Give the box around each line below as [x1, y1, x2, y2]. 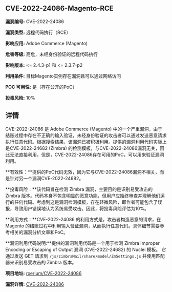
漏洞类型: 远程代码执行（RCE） [5, 29, 71, 35]
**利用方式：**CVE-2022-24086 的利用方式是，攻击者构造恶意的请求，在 [5, 216, 161, 222]
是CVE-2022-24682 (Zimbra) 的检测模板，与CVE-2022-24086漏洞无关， [5, 145, 160, 151]
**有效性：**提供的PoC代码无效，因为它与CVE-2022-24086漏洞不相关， [5, 169, 160, 175]
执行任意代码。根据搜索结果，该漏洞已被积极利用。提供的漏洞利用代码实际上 [5, 139, 167, 145]
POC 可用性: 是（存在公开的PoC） [5, 84, 77, 90]
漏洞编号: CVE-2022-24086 [5, 18, 64, 25]
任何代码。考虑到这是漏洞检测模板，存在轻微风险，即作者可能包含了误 [14, 199, 162, 205]
